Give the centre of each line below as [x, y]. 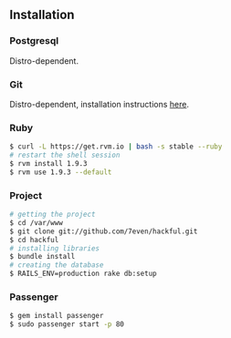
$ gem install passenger [57, 316]
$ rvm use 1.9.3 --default [61, 172]
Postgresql [34, 41]
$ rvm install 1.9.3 [49, 164]
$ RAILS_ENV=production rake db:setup [83, 274]
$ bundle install [42, 257]
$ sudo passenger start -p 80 [67, 324]
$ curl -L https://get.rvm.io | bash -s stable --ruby [116, 147]
